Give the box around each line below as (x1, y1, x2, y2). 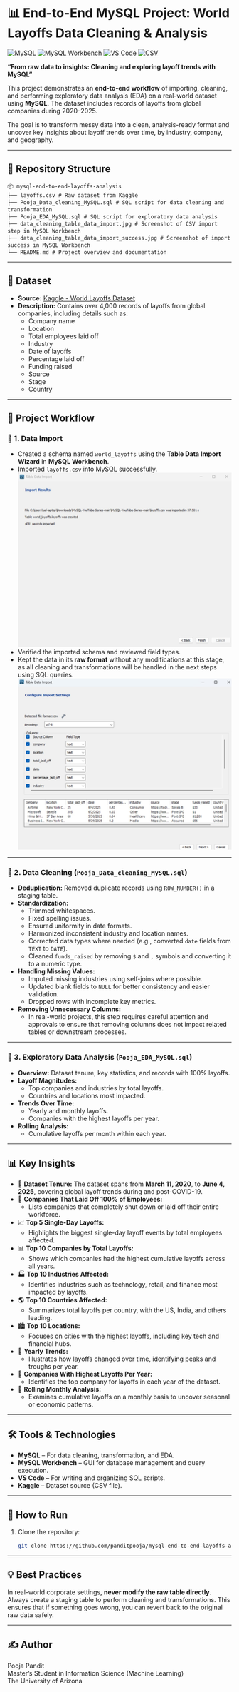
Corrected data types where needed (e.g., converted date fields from (28, 937, 231, 946)
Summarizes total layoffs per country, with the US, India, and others (28, 1306, 227, 1314)
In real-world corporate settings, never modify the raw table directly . (7, 1588, 212, 1596)
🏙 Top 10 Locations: (17, 1322, 80, 1330)
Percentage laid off (28, 354, 85, 363)
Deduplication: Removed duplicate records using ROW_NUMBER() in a (17, 883, 215, 892)
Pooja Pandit (7, 1661, 45, 1670)
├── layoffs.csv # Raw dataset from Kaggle (7, 191, 139, 199)
